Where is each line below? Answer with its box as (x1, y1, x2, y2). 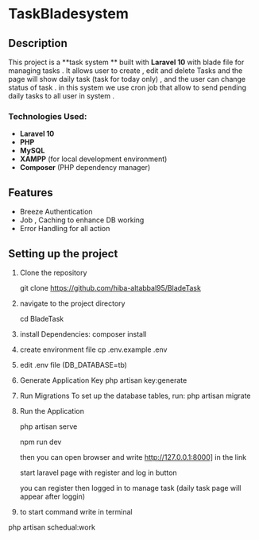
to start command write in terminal (19, 507, 133, 516)
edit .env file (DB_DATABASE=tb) (19, 360, 127, 369)
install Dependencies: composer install (19, 329, 147, 338)
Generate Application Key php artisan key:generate (19, 375, 187, 385)
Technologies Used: (8, 110, 87, 121)
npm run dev (19, 437, 62, 446)
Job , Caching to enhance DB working (19, 215, 145, 225)
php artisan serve (19, 422, 78, 431)
